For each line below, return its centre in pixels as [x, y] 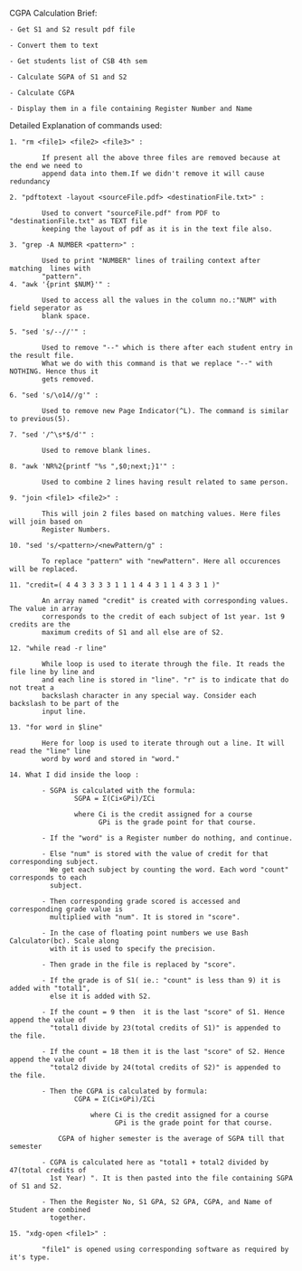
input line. [65, 711]
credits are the [40, 625]
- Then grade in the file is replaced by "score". [139, 965]
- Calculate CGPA [42, 93]
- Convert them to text [54, 45]
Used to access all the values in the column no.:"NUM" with [160, 300]
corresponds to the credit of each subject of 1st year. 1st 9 [163, 617]
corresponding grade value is [66, 909]
